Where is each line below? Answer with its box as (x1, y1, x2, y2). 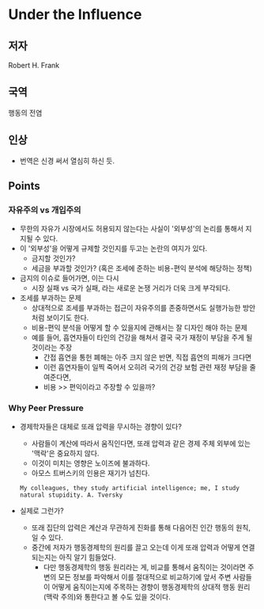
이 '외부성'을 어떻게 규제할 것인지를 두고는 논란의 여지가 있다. (19, 244, 208, 253)
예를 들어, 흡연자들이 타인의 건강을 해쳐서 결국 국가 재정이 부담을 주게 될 (31, 333, 253, 342)
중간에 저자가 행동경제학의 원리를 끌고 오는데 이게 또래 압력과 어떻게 (31, 542, 241, 552)
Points (8, 180, 41, 193)
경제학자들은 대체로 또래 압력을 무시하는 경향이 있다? (19, 421, 182, 431)
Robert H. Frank (8, 61, 60, 70)
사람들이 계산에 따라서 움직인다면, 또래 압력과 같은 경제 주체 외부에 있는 (31, 438, 251, 448)
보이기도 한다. (46, 313, 89, 322)
